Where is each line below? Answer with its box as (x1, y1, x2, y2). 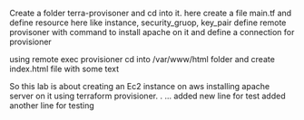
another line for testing (9, 100, 95, 111)
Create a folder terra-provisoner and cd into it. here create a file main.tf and (9, 8, 292, 18)
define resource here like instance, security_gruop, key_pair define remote (9, 17, 287, 28)
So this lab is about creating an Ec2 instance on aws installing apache (9, 81, 270, 91)
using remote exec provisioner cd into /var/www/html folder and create (9, 54, 275, 64)
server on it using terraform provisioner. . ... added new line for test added (9, 90, 286, 101)
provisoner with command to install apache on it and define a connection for (9, 27, 295, 37)
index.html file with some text (9, 63, 120, 74)
